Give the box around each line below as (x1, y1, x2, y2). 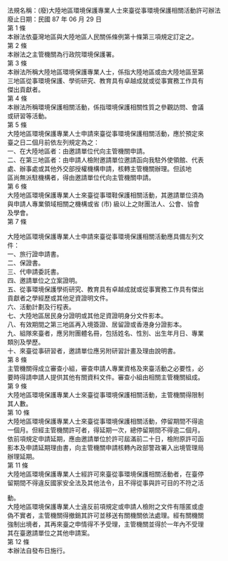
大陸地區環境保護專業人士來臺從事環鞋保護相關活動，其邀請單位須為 (7, 191, 204, 199)
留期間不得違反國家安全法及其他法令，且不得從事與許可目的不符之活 (7, 479, 204, 487)
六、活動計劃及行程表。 (7, 303, 75, 311)
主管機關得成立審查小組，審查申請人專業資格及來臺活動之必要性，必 (7, 365, 204, 372)
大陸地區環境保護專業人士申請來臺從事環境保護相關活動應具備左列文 (7, 232, 204, 241)
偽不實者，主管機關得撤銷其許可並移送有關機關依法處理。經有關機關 (7, 511, 204, 519)
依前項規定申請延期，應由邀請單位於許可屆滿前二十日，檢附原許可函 (7, 435, 204, 443)
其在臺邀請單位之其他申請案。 (7, 529, 93, 537)
